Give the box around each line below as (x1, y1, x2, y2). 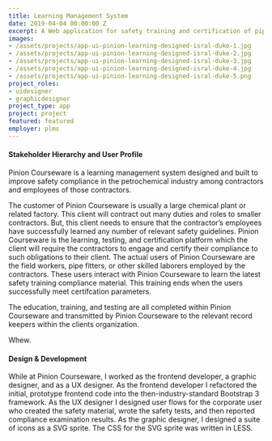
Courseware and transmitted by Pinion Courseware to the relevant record (8, 311, 253, 320)
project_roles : (8, 79, 60, 87)
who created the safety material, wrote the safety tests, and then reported (8, 406, 255, 416)
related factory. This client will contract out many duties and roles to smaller (8, 209, 261, 218)
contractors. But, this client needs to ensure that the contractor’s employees (8, 218, 262, 227)
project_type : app (8, 102, 70, 110)
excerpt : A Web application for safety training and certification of (8, 27, 252, 35)
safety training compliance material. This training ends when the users (8, 278, 243, 287)
